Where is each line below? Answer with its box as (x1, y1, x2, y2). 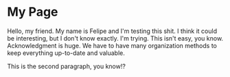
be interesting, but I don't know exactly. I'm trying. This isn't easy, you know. (7, 34, 224, 42)
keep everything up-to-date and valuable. (7, 49, 125, 57)
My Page (7, 4, 58, 20)
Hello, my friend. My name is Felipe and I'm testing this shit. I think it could (7, 27, 218, 35)
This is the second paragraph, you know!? (7, 62, 126, 70)
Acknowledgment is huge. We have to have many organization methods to (7, 41, 218, 49)
